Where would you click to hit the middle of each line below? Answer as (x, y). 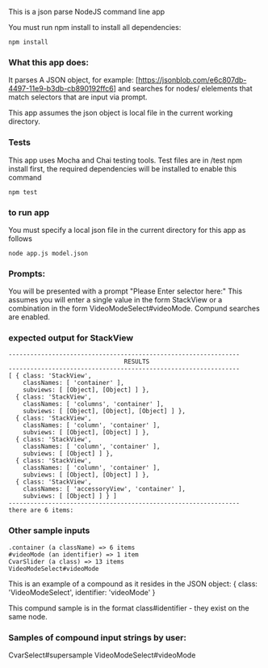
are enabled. (29, 317)
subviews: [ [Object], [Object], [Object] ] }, (104, 412)
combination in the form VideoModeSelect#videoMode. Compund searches (134, 309)
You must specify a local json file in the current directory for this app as (127, 230)
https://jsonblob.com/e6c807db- (193, 80)
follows (20, 239)
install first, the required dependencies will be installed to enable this (122, 168)
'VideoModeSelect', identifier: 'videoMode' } (82, 592)
